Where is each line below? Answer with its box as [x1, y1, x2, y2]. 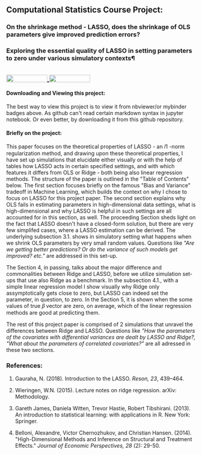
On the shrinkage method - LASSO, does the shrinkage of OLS [6, 23, 191, 31]
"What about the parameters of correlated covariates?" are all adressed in [6, 340, 191, 347]
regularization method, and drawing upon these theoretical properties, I [6, 150, 183, 157]
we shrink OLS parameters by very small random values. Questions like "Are [6, 239, 195, 246]
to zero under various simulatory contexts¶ [6, 54, 135, 63]
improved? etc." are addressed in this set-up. [6, 253, 118, 260]
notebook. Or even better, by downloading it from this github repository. [6, 116, 184, 123]
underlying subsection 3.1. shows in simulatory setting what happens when [6, 233, 192, 240]
